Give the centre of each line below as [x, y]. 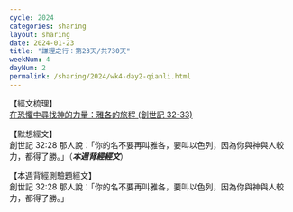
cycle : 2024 [32, 18]
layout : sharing [40, 34]
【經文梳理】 [33, 103]
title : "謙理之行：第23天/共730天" [70, 51]
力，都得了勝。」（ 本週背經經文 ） [69, 156]
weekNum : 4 [30, 60]
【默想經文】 [33, 134]
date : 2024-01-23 [42, 43]
